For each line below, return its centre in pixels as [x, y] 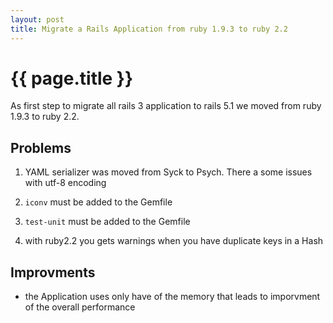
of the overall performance [80, 307]
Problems [41, 147]
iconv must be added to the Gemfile [98, 202]
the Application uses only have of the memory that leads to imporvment [172, 297]
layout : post [37, 19]
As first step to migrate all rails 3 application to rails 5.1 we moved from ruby [166, 106]
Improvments [53, 272]
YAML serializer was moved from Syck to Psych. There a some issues [168, 172]
